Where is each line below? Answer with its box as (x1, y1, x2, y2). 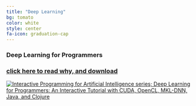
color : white (6, 20, 39, 26)
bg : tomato (6, 14, 34, 20)
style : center (6, 25, 42, 32)
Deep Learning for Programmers (6, 51, 103, 59)
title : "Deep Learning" (6, 8, 66, 15)
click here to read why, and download (6, 66, 118, 75)
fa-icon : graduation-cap (6, 31, 69, 37)
